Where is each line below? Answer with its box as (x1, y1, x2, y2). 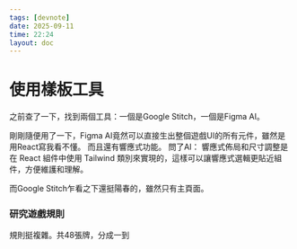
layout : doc (9, 38, 54, 48)
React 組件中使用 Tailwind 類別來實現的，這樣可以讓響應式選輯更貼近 (19, 153, 275, 164)
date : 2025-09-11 (9, 22, 74, 31)
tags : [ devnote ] (9, 13, 70, 22)
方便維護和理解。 (24, 164, 88, 175)
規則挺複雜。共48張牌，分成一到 (9, 230, 130, 241)
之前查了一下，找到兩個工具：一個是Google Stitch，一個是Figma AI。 (9, 111, 265, 122)
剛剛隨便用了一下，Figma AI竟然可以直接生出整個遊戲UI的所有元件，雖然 (9, 130, 278, 141)
